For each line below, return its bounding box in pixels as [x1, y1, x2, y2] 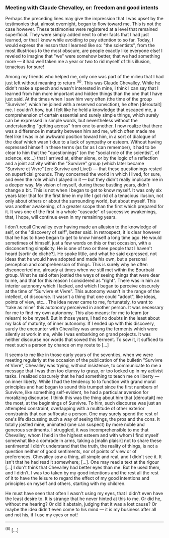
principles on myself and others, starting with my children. [5, 480, 126, 486]
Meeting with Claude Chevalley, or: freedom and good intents [5, 4, 158, 11]
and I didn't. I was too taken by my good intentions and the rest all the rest [5, 469, 159, 476]
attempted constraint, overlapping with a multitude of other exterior [5, 405, 145, 411]
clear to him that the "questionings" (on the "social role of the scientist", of [5, 150, 159, 156]
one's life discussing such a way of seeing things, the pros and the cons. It [5, 416, 160, 422]
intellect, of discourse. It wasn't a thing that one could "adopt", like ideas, [5, 294, 157, 300]
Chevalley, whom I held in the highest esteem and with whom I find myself [5, 432, 159, 438]
